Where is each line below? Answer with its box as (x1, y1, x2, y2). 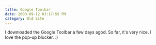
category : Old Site (5, 16, 45, 21)
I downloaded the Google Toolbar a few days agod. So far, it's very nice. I (5, 30, 152, 35)
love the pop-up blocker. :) (5, 34, 58, 40)
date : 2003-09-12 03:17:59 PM (5, 12, 66, 16)
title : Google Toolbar (5, 7, 51, 12)
